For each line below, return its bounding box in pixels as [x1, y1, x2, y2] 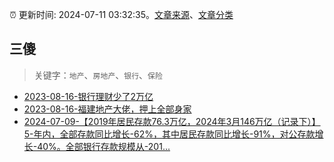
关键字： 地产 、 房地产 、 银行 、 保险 [33, 69, 163, 81]
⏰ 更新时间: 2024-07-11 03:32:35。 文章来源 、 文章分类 [9, 9, 234, 20]
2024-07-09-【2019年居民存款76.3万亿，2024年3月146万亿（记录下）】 [23, 115, 321, 127]
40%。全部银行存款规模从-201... [37, 140, 171, 152]
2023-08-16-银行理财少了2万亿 [23, 90, 154, 102]
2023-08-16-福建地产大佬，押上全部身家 [23, 103, 192, 115]
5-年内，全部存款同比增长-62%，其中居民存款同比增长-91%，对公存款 [23, 128, 316, 140]
